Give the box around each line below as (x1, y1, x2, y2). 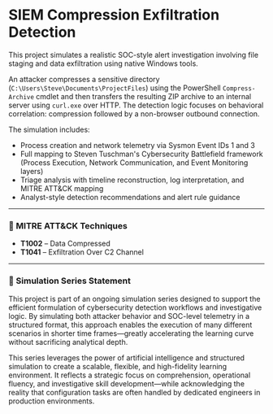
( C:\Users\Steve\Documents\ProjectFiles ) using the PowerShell (8, 83, 221, 93)
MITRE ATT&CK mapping (19, 183, 104, 193)
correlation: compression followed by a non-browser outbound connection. (8, 108, 260, 119)
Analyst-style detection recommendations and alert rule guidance (19, 192, 240, 202)
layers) (19, 166, 44, 176)
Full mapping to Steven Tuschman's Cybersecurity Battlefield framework (19, 149, 264, 159)
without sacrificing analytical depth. (8, 337, 128, 346)
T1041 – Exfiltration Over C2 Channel (19, 247, 145, 257)
